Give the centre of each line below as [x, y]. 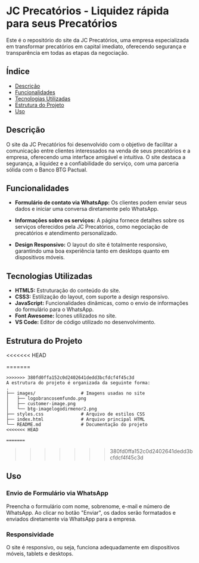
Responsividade [30, 534]
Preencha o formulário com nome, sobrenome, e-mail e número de [88, 506]
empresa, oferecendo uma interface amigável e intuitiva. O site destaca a [96, 157]
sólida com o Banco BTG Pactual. [47, 169]
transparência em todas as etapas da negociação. [68, 52]
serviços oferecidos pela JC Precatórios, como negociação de [91, 227]
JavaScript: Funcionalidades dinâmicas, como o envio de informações [102, 303]
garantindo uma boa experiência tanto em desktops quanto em [92, 251]
